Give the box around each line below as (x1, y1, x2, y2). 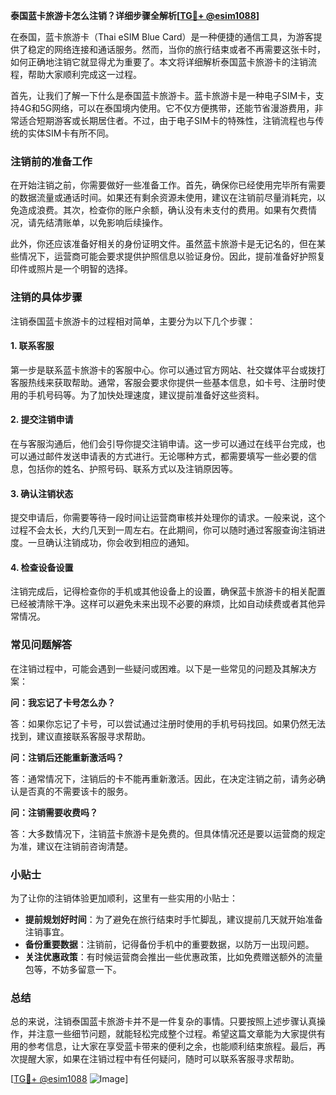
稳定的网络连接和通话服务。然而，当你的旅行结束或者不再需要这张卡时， (27, 44, 326, 55)
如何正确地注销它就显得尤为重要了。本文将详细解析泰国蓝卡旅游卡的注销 (10, 56, 308, 68)
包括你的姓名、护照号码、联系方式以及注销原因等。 (27, 463, 238, 474)
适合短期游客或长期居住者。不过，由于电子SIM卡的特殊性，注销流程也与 (18, 115, 316, 126)
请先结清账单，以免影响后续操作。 (27, 217, 168, 229)
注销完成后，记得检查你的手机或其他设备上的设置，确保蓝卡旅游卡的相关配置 (10, 585, 326, 598)
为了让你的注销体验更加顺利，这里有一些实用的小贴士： (10, 892, 238, 904)
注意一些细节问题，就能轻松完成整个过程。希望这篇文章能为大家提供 (36, 1028, 317, 1040)
